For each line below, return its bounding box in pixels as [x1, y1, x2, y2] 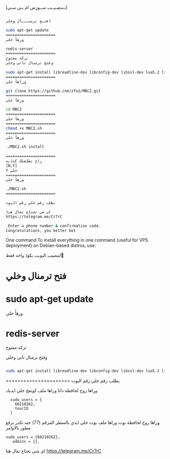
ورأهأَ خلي [6, 79, 27, 84]
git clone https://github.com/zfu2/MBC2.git [6, 88, 101, 93]
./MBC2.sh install [6, 144, 44, 149]
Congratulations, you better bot [6, 228, 76, 233]
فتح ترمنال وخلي [6, 270, 67, 282]
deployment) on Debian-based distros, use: [6, 243, 96, 249]
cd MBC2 [6, 107, 22, 112]
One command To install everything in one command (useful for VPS [6, 237, 148, 243]
